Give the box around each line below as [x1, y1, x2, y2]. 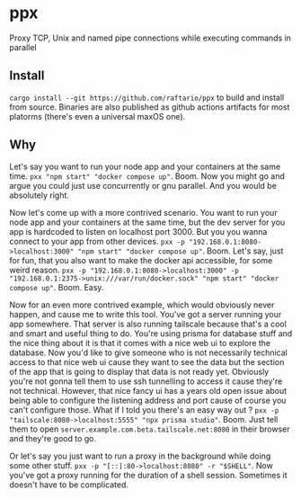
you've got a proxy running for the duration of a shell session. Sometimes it [9, 469, 288, 480]
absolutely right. [9, 190, 70, 200]
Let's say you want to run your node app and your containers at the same [9, 161, 281, 172]
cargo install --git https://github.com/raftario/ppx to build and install [9, 92, 285, 102]
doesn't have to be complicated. [9, 479, 128, 490]
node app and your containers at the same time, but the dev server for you [9, 217, 286, 227]
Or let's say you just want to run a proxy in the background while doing [9, 450, 271, 461]
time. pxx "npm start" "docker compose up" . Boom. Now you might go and [9, 170, 286, 182]
